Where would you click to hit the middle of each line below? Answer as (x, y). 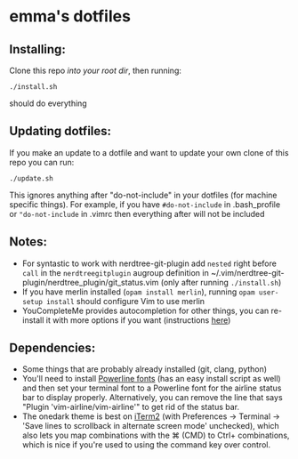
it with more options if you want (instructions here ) (138, 320)
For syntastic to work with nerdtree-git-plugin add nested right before (149, 263)
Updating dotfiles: (60, 131)
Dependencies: (52, 348)
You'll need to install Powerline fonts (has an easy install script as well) (152, 379)
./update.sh (31, 178)
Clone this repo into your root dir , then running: (96, 70)
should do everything (48, 103)
